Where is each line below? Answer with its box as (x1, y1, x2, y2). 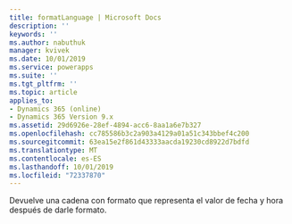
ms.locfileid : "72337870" (9, 170, 105, 179)
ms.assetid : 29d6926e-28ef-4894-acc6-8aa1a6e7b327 (9, 121, 202, 130)
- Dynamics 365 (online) (9, 104, 102, 113)
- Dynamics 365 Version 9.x (9, 112, 114, 121)
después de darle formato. (9, 204, 107, 215)
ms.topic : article (9, 87, 78, 96)
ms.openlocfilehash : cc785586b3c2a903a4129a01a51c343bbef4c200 (9, 129, 250, 138)
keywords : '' (9, 29, 58, 38)
